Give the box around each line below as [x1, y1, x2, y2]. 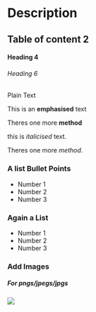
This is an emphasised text [7, 105, 87, 113]
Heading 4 [7, 53, 39, 62]
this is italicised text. [7, 133, 67, 141]
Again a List [7, 213, 49, 223]
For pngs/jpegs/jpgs [7, 279, 68, 288]
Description [7, 5, 78, 21]
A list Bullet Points [7, 164, 71, 174]
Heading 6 [7, 69, 38, 77]
